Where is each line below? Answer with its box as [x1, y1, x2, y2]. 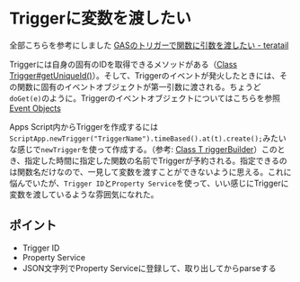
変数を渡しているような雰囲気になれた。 [9, 188, 159, 199]
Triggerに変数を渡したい [9, 8, 191, 29]
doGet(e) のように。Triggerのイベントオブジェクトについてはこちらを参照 [9, 92, 281, 104]
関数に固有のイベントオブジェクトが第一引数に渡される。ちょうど [16, 81, 261, 92]
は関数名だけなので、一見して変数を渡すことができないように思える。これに [9, 166, 292, 177]
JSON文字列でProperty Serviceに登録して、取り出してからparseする [22, 262, 277, 273]
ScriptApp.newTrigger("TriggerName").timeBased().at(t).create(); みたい [9, 132, 287, 143]
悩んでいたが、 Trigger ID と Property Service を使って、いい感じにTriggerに [9, 177, 289, 188]
